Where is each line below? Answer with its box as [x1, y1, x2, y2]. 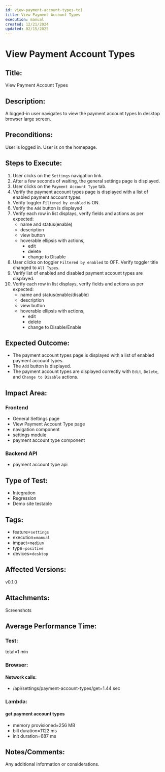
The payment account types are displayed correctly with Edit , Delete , [12, 368, 159, 375]
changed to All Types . [12, 264, 60, 271]
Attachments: [5, 594, 50, 602]
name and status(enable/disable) [20, 291, 89, 298]
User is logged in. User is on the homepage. [5, 144, 97, 150]
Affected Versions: [5, 565, 67, 574]
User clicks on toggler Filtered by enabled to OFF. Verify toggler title [12, 259, 158, 265]
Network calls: [5, 674, 37, 680]
